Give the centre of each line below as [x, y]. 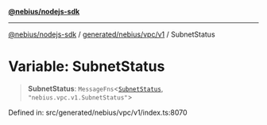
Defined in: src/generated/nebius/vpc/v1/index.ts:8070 [98, 112]
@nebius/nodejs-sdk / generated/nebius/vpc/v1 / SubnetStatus [112, 34]
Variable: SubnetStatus [87, 66]
